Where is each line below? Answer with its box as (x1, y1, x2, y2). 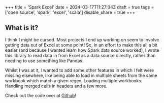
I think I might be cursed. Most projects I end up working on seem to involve (5, 36, 159, 42)
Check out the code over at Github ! (5, 92, 76, 98)
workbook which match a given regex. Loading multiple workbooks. (5, 77, 143, 83)
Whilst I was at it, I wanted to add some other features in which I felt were (5, 67, 154, 73)
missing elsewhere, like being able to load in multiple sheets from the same (5, 72, 158, 78)
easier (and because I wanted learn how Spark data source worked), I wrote (5, 47, 160, 53)
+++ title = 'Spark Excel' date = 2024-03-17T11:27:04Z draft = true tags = (5, 4, 154, 10)
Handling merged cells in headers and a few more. (5, 83, 107, 89)
